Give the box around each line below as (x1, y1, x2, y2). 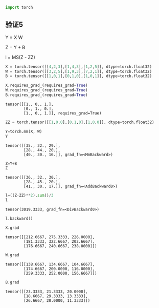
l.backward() (5, 216, 33, 221)
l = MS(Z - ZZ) (5, 54, 36, 60)
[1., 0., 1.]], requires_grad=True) (24, 110, 102, 115)
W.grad (5, 252, 19, 258)
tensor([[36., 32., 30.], (5, 175, 60, 180)
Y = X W (5, 34, 23, 41)
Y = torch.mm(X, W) (5, 129, 42, 134)
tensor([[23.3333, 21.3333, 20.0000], (5, 289, 88, 294)
